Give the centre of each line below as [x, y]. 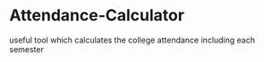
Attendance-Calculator [97, 15]
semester [27, 49]
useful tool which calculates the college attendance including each [132, 40]
